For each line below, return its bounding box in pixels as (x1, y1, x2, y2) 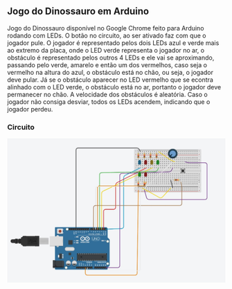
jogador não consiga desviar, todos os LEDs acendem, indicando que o (7, 97, 211, 106)
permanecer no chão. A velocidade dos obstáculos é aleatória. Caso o (7, 90, 208, 98)
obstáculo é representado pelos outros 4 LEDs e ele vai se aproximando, (7, 53, 215, 62)
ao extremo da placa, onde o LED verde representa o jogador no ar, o (7, 46, 205, 54)
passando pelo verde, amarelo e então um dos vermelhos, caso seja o (7, 60, 208, 69)
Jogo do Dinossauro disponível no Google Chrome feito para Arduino (7, 24, 204, 32)
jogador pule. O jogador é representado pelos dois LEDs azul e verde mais (7, 38, 220, 47)
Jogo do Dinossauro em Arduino (7, 6, 150, 17)
